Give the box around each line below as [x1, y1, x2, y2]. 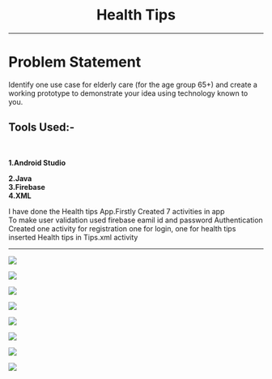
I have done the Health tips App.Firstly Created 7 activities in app [8, 206, 225, 216]
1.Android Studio [8, 157, 66, 167]
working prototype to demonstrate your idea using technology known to [8, 88, 249, 98]
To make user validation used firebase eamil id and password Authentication [8, 215, 263, 225]
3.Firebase [8, 182, 46, 192]
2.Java [8, 173, 32, 183]
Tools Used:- [8, 120, 75, 135]
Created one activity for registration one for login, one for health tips [8, 223, 236, 233]
